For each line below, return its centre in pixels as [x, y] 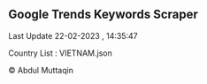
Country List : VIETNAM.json [60, 53]
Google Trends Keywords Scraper [103, 15]
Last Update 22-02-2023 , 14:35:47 [73, 35]
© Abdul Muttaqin [41, 70]
